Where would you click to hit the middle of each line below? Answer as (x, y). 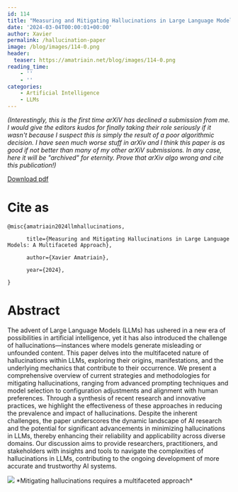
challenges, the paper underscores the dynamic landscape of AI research (115, 420)
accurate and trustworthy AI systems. (62, 466)
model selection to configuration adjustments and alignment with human (113, 390)
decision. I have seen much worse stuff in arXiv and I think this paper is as (116, 142)
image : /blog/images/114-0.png (53, 47)
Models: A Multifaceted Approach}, (60, 245)
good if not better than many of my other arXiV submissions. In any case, (115, 150)
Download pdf (28, 179)
